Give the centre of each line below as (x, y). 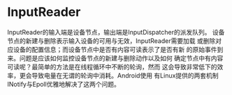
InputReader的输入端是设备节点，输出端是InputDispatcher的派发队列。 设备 (116, 32)
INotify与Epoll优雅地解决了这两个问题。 (64, 84)
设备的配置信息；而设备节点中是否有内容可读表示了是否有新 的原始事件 (115, 49)
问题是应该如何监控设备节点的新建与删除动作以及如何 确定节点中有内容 (121, 58)
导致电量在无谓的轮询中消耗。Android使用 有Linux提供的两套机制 (125, 75)
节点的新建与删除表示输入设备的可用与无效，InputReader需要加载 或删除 (111, 41)
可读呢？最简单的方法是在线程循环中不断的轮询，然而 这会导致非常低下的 (112, 67)
